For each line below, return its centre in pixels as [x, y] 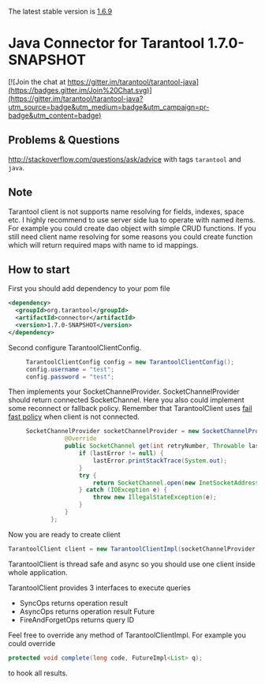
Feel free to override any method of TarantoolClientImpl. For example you [127, 635]
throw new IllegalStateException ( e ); [155, 497]
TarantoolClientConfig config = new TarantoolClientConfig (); [130, 362]
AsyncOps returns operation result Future [87, 611]
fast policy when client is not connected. [74, 417]
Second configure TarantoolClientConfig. [75, 347]
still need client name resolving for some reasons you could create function [131, 237]
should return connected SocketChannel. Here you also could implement [126, 400]
